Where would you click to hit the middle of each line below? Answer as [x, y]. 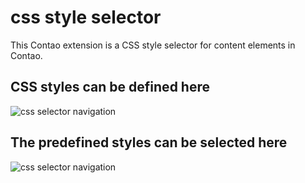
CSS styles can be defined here [110, 87]
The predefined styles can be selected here [149, 142]
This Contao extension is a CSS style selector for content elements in [153, 45]
